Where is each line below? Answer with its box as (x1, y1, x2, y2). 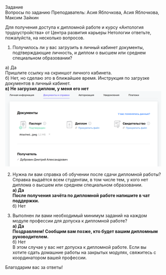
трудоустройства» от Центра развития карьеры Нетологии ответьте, (5, 30, 152, 35)
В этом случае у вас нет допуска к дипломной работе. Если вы (12, 244, 147, 250)
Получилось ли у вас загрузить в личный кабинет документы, (12, 45, 144, 50)
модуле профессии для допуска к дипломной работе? (12, 218, 127, 224)
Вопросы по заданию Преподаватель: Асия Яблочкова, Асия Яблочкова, (5, 9, 160, 15)
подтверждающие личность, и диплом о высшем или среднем (12, 50, 146, 55)
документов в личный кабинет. (5, 80, 71, 86)
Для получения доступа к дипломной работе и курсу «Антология (5, 24, 144, 30)
